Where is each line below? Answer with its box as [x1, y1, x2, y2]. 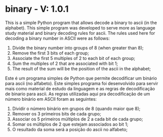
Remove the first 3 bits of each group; [12, 50, 89, 56]
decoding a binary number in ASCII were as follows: [5, 35, 110, 41]
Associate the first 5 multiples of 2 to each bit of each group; [12, 55, 136, 61]
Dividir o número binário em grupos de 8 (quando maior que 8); [12, 106, 141, 111]
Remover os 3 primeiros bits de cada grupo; [12, 110, 102, 116]
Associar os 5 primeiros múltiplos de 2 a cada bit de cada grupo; [12, 116, 143, 122]
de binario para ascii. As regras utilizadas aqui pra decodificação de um [5, 91, 151, 97]
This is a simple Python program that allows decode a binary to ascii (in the [5, 20, 157, 26]
